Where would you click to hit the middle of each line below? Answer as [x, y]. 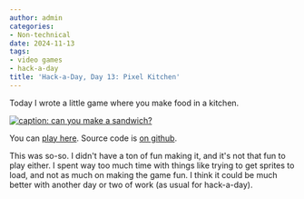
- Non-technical [40, 35]
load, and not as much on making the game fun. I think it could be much [143, 174]
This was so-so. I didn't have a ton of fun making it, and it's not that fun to [147, 155]
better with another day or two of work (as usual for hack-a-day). [131, 184]
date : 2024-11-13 [42, 43]
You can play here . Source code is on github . [93, 138]
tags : [20, 52]
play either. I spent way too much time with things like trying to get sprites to [152, 165]
